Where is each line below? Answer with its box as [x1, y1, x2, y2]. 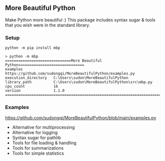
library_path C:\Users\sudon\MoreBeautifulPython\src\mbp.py [5, 80, 153, 85]
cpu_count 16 [5, 84, 58, 89]
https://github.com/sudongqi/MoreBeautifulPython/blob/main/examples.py [5, 115, 156, 121]
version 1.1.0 [5, 88, 65, 93]
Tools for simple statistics [12, 150, 64, 156]
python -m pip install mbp [5, 46, 60, 50]
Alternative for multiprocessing [12, 124, 75, 130]
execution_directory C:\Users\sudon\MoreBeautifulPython [5, 75, 129, 80]
